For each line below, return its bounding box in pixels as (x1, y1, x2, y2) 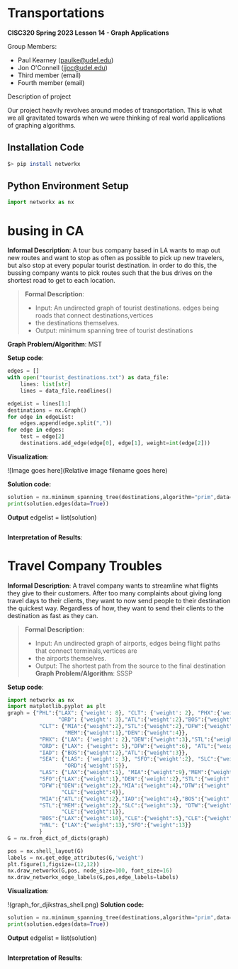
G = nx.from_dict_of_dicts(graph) (7, 834, 110, 841)
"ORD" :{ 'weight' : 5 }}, (64, 762, 129, 770)
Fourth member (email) (17, 78, 85, 86)
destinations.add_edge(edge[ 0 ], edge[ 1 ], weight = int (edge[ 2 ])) (20, 439, 211, 447)
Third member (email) (17, 71, 81, 79)
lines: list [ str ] (20, 381, 72, 388)
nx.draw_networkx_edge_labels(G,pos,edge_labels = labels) (7, 874, 179, 881)
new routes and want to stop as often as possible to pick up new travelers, (7, 254, 225, 262)
